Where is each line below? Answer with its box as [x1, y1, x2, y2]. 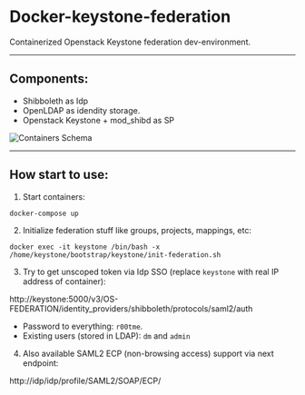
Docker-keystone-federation [9, 6, 231, 27]
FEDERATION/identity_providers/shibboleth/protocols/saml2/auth [9, 302, 253, 314]
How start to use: [9, 167, 109, 183]
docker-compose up [9, 209, 79, 218]
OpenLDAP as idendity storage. [22, 104, 141, 115]
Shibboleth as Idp [22, 95, 89, 106]
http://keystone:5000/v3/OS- [9, 293, 119, 304]
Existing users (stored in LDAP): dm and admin [22, 330, 191, 341]
